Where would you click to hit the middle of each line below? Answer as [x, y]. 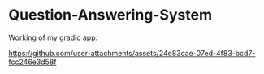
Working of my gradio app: [53, 37]
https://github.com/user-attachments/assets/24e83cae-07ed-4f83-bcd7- [132, 53]
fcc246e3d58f [32, 62]
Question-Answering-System [110, 15]
